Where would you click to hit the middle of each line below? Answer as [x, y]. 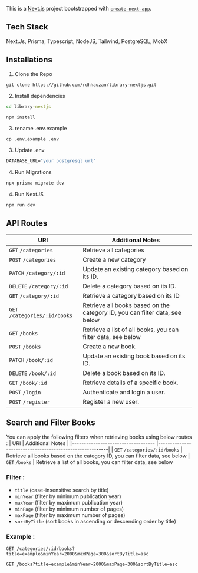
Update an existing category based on [135, 269]
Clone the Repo [34, 74]
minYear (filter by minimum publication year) [68, 496]
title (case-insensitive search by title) [62, 490]
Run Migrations [33, 172]
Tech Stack [27, 27]
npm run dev [21, 205]
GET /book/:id [28, 383]
